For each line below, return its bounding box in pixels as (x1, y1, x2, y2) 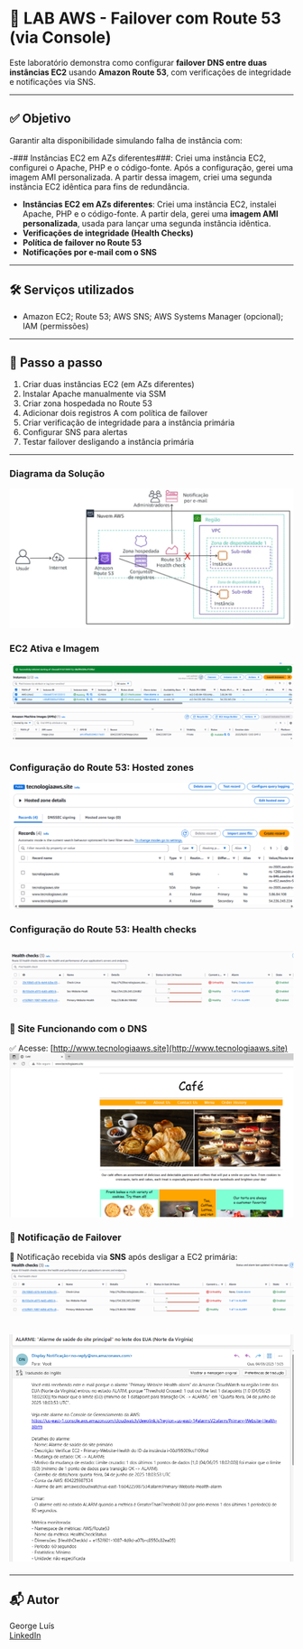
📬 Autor (9, 1592, 60, 1607)
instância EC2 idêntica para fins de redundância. (9, 181, 190, 192)
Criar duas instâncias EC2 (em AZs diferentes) (22, 379, 196, 390)
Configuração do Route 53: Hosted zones (9, 761, 194, 774)
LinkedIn (9, 1630, 41, 1641)
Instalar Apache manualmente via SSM (22, 388, 167, 400)
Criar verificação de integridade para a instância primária (22, 417, 235, 428)
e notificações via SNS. (9, 76, 96, 87)
